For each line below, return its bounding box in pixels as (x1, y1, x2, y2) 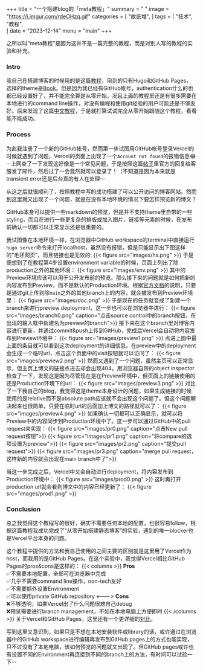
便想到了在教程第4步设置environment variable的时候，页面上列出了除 (6, 258, 179, 266)
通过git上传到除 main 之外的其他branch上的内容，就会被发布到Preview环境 (11, 289, 193, 296)
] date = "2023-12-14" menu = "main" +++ (6, 27, 112, 34)
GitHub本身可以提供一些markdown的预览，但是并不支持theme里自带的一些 (6, 208, 193, 216)
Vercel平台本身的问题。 (11, 534, 70, 542)
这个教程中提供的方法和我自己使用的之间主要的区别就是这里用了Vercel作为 (6, 547, 192, 554)
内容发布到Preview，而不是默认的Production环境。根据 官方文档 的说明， (6, 281, 186, 289)
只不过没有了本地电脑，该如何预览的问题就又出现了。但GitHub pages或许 (6, 643, 189, 650)
